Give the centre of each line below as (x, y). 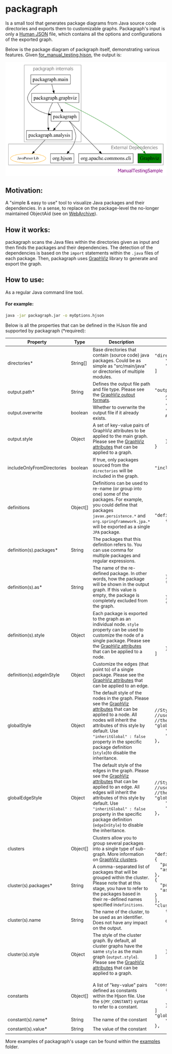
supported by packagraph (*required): (46, 330)
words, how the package (119, 579)
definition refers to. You (117, 545)
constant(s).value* (27, 1029)
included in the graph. (116, 476)
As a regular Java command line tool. (44, 292)
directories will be (113, 470)
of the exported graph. (29, 39)
